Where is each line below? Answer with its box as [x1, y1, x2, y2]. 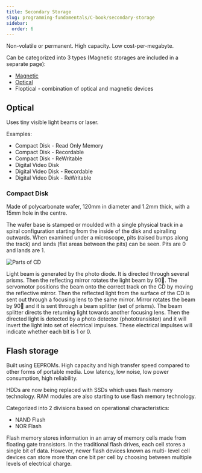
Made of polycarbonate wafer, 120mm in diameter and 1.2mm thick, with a [6, 203, 190, 210]
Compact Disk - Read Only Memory [14, 142, 104, 149]
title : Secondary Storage [6, 8, 71, 15]
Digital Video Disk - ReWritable [14, 174, 92, 181]
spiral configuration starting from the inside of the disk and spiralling [6, 227, 177, 235]
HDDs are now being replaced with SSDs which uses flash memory [6, 387, 173, 394]
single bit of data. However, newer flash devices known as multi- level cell [6, 447, 190, 454]
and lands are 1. [6, 247, 45, 254]
